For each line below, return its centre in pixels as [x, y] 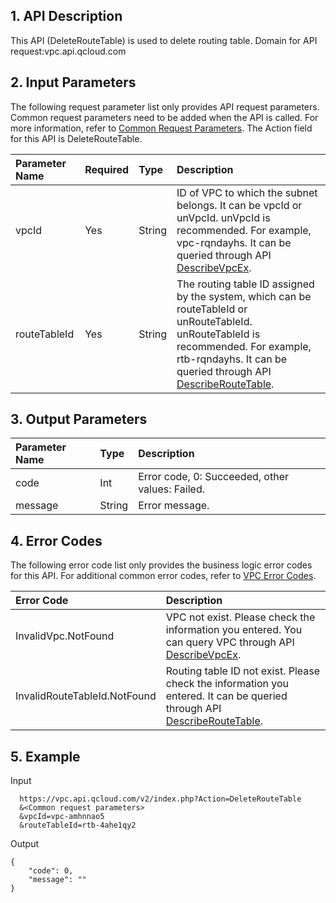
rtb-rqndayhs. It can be [232, 359]
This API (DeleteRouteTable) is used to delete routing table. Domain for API [164, 40]
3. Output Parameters [79, 419]
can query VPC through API [230, 642]
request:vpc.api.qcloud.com [68, 51]
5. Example [45, 756]
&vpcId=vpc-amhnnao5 [62, 817]
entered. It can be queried [226, 696]
